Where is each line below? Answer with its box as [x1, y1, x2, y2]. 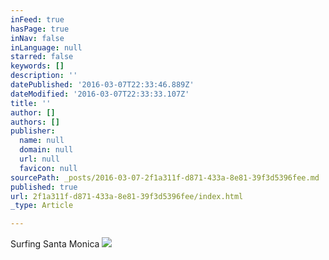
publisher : [10, 126, 56, 136]
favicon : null [19, 163, 78, 173]
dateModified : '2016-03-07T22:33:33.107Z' [10, 89, 190, 99]
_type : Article [10, 201, 74, 211]
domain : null [19, 145, 74, 155]
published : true [10, 182, 78, 192]
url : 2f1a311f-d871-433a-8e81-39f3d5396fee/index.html [10, 191, 244, 201]
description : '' [10, 71, 78, 81]
